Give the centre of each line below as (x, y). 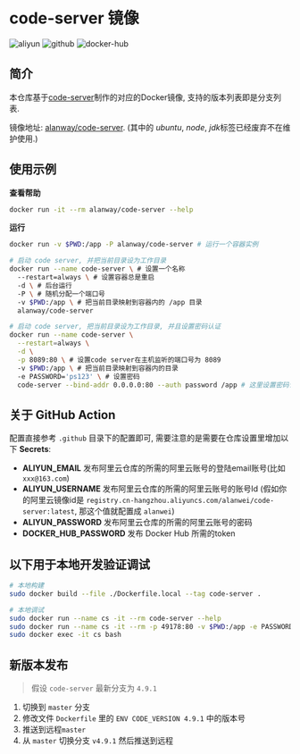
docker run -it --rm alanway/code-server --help (101, 209)
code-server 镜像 (75, 18)
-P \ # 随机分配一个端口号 (61, 294)
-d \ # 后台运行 (45, 285)
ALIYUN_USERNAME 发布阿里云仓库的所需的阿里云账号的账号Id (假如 (150, 489)
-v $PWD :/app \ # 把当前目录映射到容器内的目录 (98, 368)
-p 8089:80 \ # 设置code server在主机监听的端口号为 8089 (119, 360)
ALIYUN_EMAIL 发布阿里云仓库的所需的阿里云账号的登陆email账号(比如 (154, 468)
